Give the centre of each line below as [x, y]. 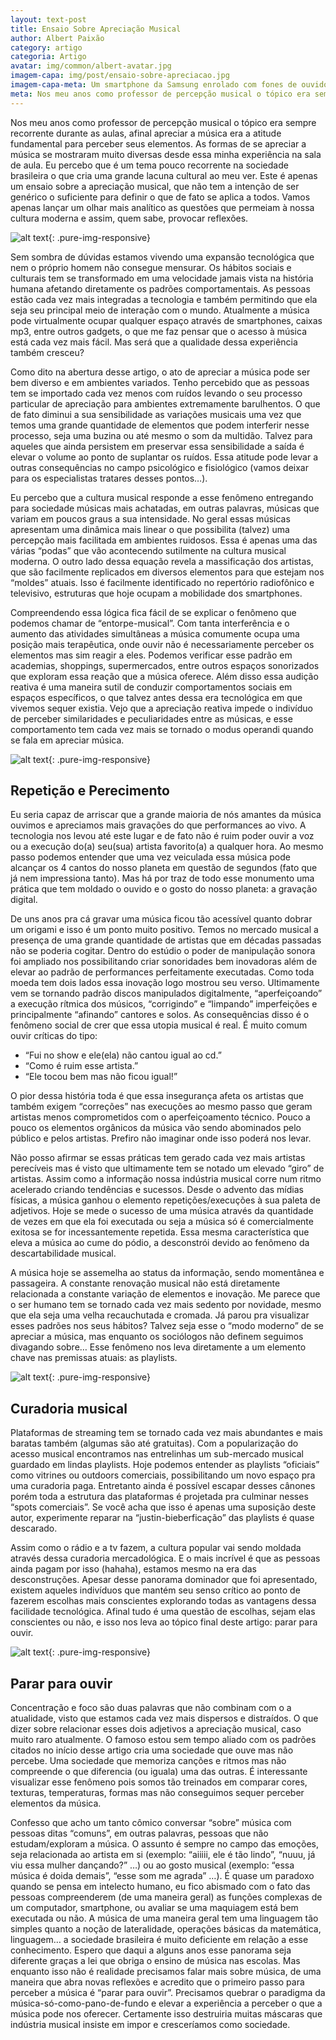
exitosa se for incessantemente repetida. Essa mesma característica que [160, 1232]
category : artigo [46, 47]
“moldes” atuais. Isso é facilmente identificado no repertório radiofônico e [162, 582]
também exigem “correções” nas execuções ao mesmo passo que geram [161, 1107]
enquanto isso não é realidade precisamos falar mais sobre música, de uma [166, 1972]
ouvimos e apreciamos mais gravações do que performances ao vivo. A [158, 825]
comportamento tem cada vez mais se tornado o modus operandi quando [162, 729]
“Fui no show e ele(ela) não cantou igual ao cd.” [123, 1055]
